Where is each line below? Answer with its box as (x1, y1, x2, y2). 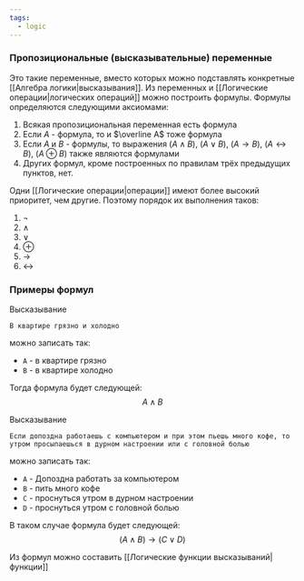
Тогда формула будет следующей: (9, 383, 142, 394)
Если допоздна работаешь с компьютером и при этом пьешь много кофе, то (9, 432, 290, 441)
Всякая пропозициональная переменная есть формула (22, 119, 238, 130)
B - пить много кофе (22, 483, 101, 494)
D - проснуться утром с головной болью (22, 502, 180, 514)
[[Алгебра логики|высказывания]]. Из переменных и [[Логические (9, 82, 269, 93)
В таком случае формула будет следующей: (9, 520, 181, 531)
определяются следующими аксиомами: (9, 101, 170, 112)
